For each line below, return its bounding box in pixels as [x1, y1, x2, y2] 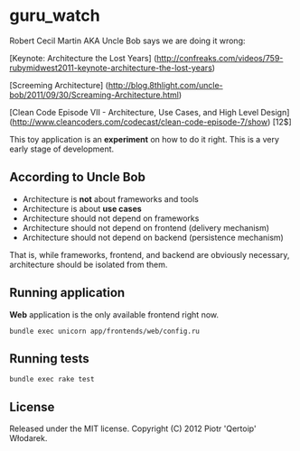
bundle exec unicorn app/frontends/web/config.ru [9, 327, 201, 336]
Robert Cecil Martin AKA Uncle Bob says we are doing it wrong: [9, 35, 246, 46]
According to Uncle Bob [9, 170, 146, 185]
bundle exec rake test [9, 375, 95, 384]
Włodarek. [9, 433, 48, 444]
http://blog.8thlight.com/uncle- [108, 79, 223, 90]
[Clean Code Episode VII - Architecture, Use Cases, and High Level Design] [9, 106, 290, 117]
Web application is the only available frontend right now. [9, 308, 220, 320]
